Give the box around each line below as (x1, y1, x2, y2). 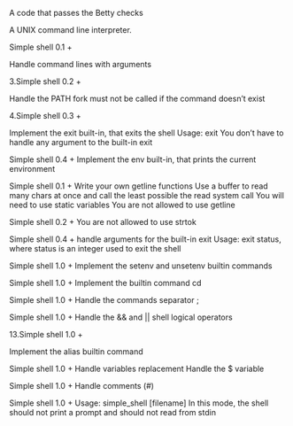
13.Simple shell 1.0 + (9, 329, 83, 339)
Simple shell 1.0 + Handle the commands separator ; (9, 295, 199, 305)
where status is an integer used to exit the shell (9, 244, 181, 253)
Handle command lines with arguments (9, 59, 152, 69)
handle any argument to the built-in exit (9, 137, 153, 147)
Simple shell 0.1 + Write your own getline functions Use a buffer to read (9, 181, 268, 191)
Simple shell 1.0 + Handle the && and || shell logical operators (9, 312, 233, 322)
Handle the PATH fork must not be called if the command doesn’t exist (9, 93, 266, 104)
